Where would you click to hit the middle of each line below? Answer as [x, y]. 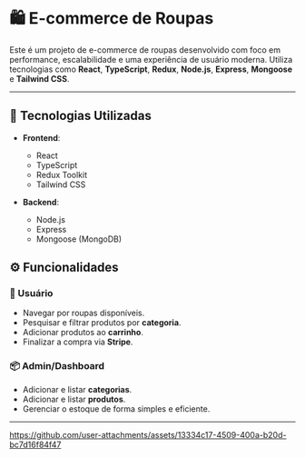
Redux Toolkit [62, 174]
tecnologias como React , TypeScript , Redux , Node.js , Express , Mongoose [151, 69]
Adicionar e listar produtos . [74, 399]
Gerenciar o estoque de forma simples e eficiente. [116, 408]
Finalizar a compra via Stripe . [78, 342]
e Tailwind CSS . [39, 78]
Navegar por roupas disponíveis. [84, 313]
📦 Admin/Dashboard [57, 366]
